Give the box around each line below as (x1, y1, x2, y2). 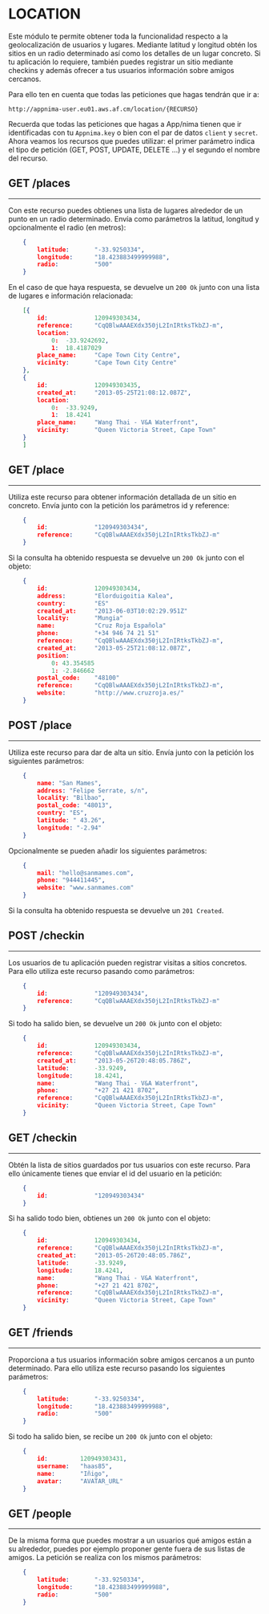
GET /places (8, 177, 70, 190)
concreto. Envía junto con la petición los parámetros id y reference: (8, 500, 230, 510)
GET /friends (8, 1326, 74, 1339)
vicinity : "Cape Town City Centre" (37, 359, 178, 367)
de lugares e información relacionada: (8, 291, 134, 301)
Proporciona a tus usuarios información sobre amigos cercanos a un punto (8, 1355, 255, 1364)
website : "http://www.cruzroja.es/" (37, 689, 184, 697)
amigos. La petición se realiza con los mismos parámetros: (8, 1553, 202, 1563)
